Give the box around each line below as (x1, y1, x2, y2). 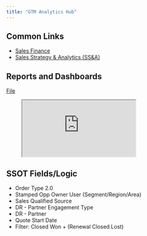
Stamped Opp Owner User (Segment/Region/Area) (15, 191, 142, 198)
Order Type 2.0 (15, 185, 53, 192)
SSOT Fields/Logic (6, 168, 77, 179)
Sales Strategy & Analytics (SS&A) (15, 54, 100, 61)
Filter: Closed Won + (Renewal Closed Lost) (15, 223, 124, 231)
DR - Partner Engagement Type (15, 204, 94, 211)
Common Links (6, 31, 65, 42)
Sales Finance (15, 47, 50, 54)
